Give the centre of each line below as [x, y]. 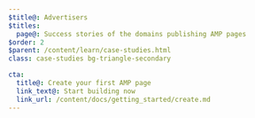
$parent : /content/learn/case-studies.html [90, 51]
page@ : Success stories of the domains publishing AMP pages [131, 34]
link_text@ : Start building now [76, 91]
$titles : [24, 26]
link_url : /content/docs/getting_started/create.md [114, 99]
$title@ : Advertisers [48, 17]
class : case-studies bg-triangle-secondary [90, 59]
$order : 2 [27, 42]
